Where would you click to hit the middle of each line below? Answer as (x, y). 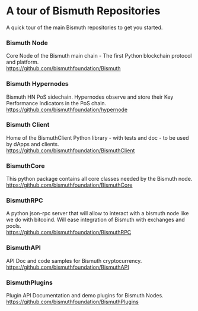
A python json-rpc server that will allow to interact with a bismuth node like (98, 213)
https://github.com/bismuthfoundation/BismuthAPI (68, 267)
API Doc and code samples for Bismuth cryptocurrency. (74, 260)
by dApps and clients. (33, 144)
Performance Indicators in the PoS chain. (56, 103)
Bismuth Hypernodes (38, 84)
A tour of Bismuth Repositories (83, 11)
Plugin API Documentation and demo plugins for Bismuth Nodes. (85, 296)
